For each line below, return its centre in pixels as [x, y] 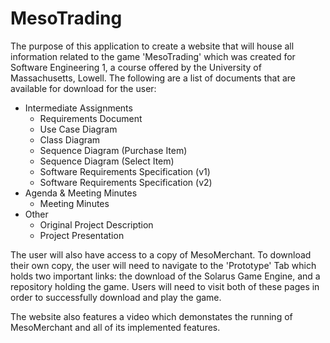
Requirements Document [91, 118]
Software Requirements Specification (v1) [125, 171]
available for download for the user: [83, 88]
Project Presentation [82, 235]
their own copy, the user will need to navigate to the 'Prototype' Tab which [163, 265]
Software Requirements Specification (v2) [126, 182]
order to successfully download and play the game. [116, 297]
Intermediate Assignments [78, 108]
